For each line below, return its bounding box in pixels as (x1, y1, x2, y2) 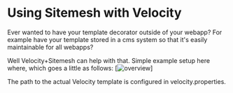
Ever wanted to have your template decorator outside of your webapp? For (7, 28, 223, 36)
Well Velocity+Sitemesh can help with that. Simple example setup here (7, 56, 211, 64)
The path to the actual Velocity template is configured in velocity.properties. (7, 77, 226, 85)
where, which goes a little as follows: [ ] (7, 64, 153, 72)
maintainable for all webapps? (7, 43, 94, 51)
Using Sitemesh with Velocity (7, 5, 182, 21)
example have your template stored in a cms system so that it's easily (7, 35, 208, 43)
